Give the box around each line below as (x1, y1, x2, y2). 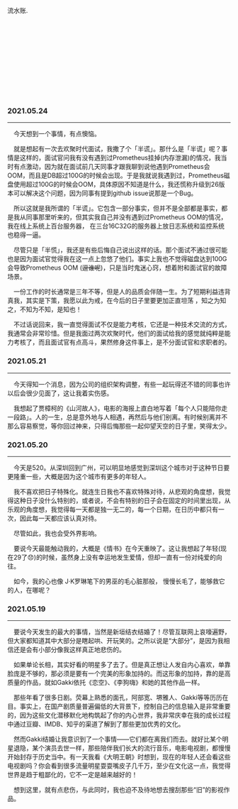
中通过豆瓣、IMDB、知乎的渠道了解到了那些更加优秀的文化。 (7, 720, 185, 729)
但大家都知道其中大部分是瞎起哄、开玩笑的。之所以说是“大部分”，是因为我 (7, 637, 225, 645)
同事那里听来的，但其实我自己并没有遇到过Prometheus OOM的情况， (25, 213, 227, 221)
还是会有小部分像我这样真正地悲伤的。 (13, 645, 125, 654)
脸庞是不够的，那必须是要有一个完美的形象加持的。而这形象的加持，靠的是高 (7, 669, 231, 678)
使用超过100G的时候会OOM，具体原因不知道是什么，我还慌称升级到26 (13, 180, 220, 189)
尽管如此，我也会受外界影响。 (13, 529, 101, 537)
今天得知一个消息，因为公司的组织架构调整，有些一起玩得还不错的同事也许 (13, 380, 231, 388)
